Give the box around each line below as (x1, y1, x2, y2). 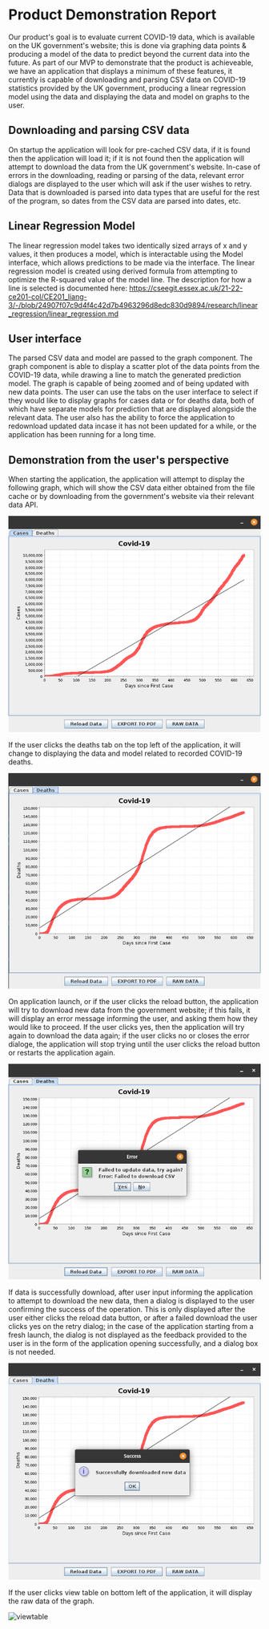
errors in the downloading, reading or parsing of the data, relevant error (8, 170, 244, 180)
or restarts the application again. (8, 1048, 116, 1057)
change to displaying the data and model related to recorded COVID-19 (8, 748, 243, 759)
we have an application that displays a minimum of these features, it (8, 66, 232, 75)
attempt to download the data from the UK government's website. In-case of (8, 162, 261, 172)
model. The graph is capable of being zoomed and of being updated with (8, 379, 250, 388)
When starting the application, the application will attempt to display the (8, 475, 245, 484)
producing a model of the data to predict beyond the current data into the (8, 49, 251, 59)
